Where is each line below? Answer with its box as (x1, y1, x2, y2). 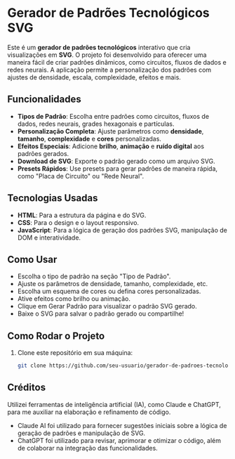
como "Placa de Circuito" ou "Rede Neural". (17, 172, 145, 180)
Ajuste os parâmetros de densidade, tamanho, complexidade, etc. (17, 280, 208, 288)
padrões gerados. (17, 149, 69, 157)
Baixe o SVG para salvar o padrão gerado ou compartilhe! (17, 309, 184, 318)
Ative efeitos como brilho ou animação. (17, 295, 131, 303)
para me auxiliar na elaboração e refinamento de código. (7, 408, 171, 416)
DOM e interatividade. (17, 233, 81, 242)
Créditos (7, 382, 46, 394)
